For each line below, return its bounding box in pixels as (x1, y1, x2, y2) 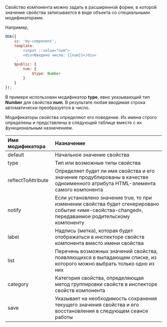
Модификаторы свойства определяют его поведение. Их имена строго (5, 114, 157, 120)
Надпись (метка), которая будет (55, 227, 133, 234)
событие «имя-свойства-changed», (55, 207, 143, 214)
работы (55, 314, 73, 321)
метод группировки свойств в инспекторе (55, 281, 158, 288)
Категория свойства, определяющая (55, 274, 144, 281)
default (7, 151, 24, 158)
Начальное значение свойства (55, 151, 130, 158)
